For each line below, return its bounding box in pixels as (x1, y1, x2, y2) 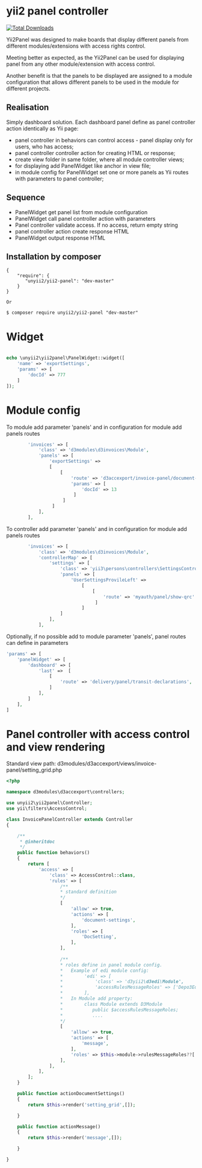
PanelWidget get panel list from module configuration (14, 208, 148, 215)
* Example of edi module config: (60, 967, 149, 974)
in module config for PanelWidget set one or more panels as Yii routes (14, 168, 189, 176)
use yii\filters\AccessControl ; (6, 805, 87, 812)
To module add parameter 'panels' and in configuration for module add (6, 424, 182, 431)
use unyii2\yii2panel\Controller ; (6, 800, 93, 806)
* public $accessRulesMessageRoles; (60, 1006, 179, 1013)
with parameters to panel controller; (14, 175, 104, 182)
